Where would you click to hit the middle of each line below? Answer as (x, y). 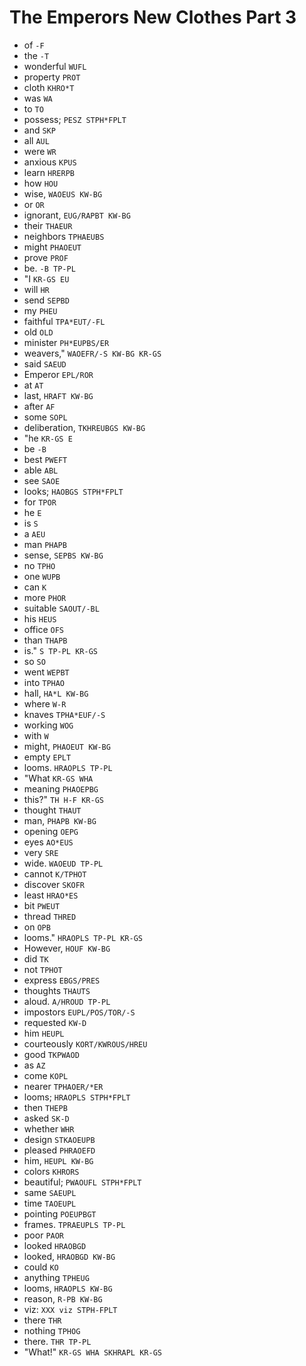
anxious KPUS (50, 162)
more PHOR (45, 597)
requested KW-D (55, 1022)
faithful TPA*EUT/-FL (64, 321)
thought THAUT (52, 810)
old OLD (38, 332)
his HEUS (40, 618)
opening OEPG (51, 831)
